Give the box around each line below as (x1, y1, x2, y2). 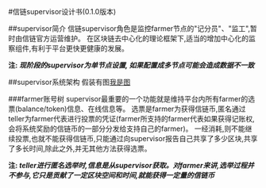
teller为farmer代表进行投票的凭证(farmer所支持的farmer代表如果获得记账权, (8, 114, 255, 123)
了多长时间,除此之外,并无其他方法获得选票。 (8, 144, 152, 153)
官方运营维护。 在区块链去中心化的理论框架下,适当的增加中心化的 (35, 34, 249, 43)
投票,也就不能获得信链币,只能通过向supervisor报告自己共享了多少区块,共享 (14, 134, 258, 143)
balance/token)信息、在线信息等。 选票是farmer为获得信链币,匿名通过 (17, 104, 246, 113)
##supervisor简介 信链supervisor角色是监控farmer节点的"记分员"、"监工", (8, 24, 251, 33)
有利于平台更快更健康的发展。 (31, 44, 129, 53)
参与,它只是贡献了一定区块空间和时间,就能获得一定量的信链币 (14, 171, 215, 180)
